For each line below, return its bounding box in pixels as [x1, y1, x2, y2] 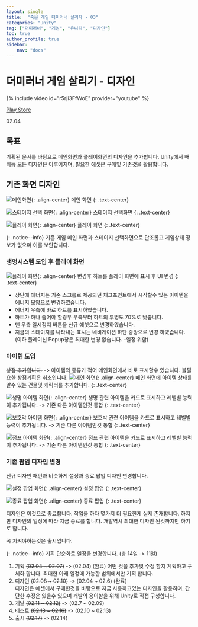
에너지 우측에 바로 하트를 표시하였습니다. [14, 306, 108, 313]
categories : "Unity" [6, 20, 57, 25]
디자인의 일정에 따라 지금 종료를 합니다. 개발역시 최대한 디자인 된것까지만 [12, 517, 180, 524]
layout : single [6, 8, 44, 15]
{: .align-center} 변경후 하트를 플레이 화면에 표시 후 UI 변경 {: [37, 272, 179, 279]
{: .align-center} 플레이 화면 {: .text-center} [37, 222, 140, 229]
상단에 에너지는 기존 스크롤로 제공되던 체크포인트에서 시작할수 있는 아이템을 [14, 291, 189, 298]
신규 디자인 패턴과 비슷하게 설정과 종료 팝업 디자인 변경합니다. [6, 472, 148, 479]
